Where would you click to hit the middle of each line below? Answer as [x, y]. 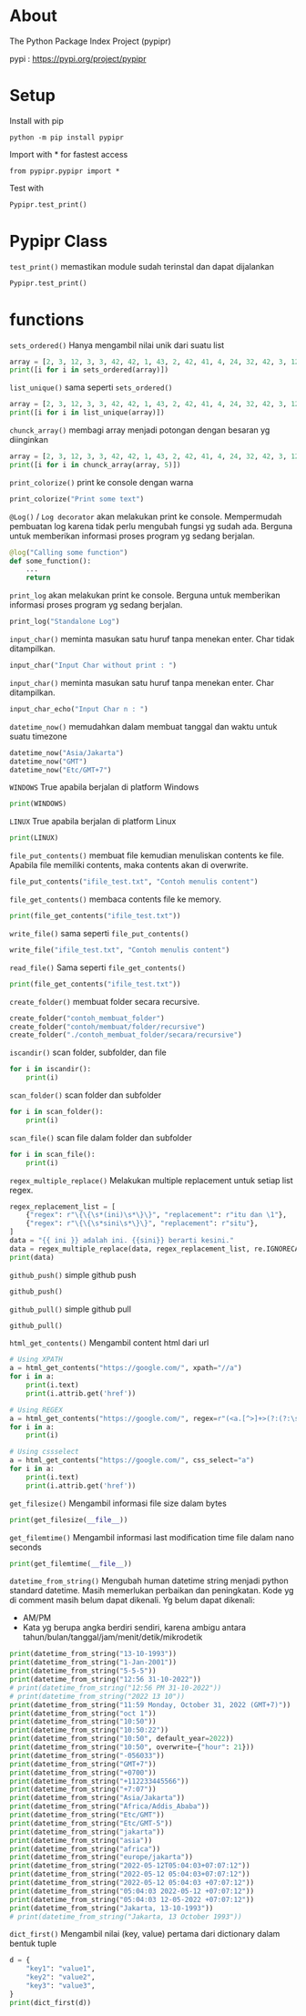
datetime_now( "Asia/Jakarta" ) [67, 752]
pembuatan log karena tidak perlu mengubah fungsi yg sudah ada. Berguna [151, 526]
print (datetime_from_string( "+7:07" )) [83, 1790]
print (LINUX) [34, 838]
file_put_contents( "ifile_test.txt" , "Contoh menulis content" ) [134, 882]
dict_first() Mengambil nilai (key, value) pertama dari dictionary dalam [145, 1934]
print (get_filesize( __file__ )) [69, 1520]
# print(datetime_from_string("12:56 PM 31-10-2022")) [116, 1688]
